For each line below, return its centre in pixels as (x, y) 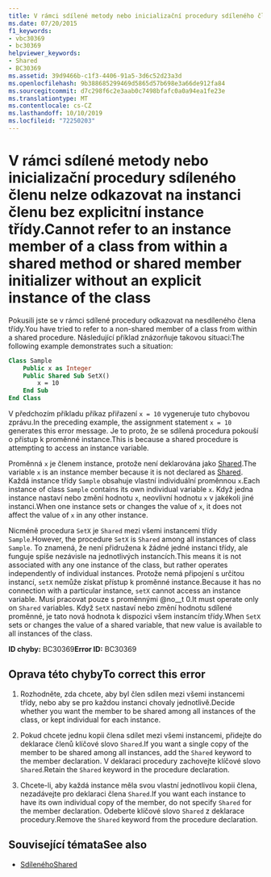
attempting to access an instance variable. (79, 448)
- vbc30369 (27, 38)
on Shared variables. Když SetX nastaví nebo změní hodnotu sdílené (120, 608)
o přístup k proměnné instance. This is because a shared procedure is (123, 440)
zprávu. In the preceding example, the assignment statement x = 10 (120, 422)
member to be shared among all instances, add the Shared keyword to (136, 752)
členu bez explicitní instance (106, 213)
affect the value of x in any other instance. (78, 515)
